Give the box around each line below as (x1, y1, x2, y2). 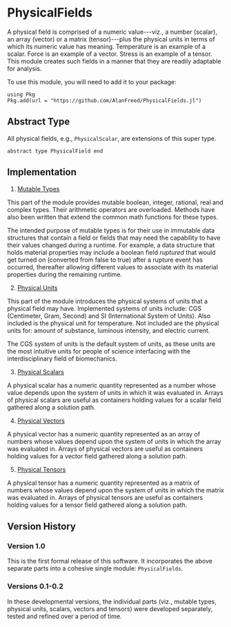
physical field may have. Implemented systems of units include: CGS (7, 304, 202, 312)
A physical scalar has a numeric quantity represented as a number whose (7, 381, 216, 389)
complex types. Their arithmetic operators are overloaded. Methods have (7, 205, 215, 213)
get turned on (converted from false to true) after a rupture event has (7, 255, 203, 264)
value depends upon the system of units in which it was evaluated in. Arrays (7, 388, 223, 396)
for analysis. (7, 64, 42, 73)
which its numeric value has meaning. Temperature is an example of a (7, 42, 206, 50)
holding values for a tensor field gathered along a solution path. (7, 501, 188, 509)
